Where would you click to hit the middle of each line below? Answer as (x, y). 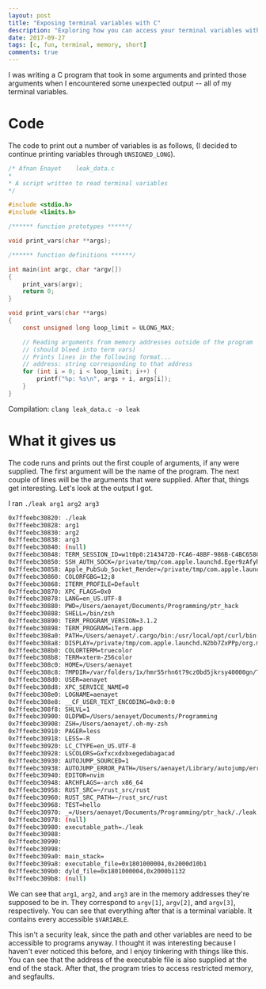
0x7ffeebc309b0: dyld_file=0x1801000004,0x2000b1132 (97, 871)
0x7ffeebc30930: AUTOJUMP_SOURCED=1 (68, 761)
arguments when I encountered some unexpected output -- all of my (120, 83)
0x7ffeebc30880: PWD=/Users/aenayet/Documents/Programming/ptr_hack (123, 607)
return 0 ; (39, 291)
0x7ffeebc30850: (35, 562)
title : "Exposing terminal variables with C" (84, 23)
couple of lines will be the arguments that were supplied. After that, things (129, 479)
